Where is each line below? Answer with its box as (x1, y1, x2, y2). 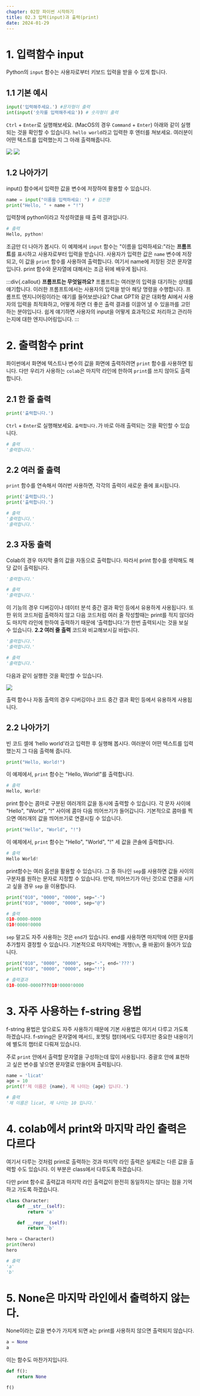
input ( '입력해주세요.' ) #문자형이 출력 (6, 104, 91, 110)
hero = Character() (6, 1236, 55, 1242)
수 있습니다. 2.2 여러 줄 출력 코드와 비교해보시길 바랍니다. (6, 627, 140, 634)
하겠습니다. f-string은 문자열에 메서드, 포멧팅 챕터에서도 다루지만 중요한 (6, 1033, 173, 1040)
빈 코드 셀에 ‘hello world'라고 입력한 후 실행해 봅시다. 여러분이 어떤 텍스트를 (6, 739, 183, 747)
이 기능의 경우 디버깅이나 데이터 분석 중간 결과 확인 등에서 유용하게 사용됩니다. (6, 604, 188, 611)
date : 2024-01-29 (6, 20, 50, 26)
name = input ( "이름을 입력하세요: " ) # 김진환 (6, 197, 110, 203)
